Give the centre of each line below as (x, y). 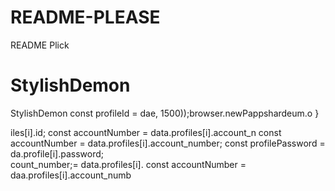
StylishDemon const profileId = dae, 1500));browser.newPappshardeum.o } (165, 113)
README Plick (40, 45)
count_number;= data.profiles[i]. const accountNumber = (128, 164)
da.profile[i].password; (57, 153)
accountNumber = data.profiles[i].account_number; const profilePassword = (168, 143)
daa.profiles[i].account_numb (71, 175)
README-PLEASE (85, 17)
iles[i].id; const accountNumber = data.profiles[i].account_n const (146, 132)
